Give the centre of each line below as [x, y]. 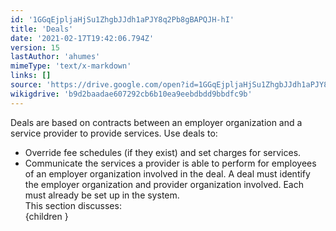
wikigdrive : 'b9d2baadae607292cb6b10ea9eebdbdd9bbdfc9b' [131, 94]
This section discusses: [73, 205]
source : [26, 85]
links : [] [31, 76]
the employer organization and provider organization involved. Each [164, 184]
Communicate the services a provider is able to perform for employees [170, 163]
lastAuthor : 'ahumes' [55, 57]
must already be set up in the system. [102, 195]
